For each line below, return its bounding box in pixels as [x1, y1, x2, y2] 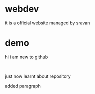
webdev [5, 3, 39, 15]
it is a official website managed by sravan [5, 20, 90, 26]
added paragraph [5, 83, 41, 89]
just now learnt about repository [5, 73, 71, 79]
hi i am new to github [5, 54, 48, 60]
